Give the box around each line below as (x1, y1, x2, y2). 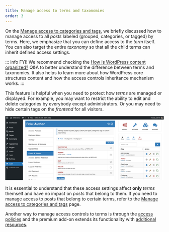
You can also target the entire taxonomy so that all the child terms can (5, 44, 150, 50)
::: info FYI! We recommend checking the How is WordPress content (5, 59, 146, 65)
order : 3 (5, 13, 24, 19)
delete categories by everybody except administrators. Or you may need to (5, 100, 161, 106)
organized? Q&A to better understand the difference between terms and (5, 64, 154, 70)
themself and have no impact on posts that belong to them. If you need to (5, 190, 157, 196)
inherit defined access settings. (5, 49, 70, 55)
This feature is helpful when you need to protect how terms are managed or (5, 90, 162, 96)
